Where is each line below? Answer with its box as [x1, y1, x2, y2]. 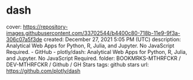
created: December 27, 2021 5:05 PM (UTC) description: [43, 36, 181, 43]
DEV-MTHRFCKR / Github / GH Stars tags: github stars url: [6, 60, 149, 68]
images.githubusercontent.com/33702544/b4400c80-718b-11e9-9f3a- [6, 29, 181, 36]
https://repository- [23, 23, 68, 30]
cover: [6, 23, 22, 30]
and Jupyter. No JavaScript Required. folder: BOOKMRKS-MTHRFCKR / [6, 55, 181, 62]
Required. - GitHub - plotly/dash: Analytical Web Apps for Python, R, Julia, [6, 48, 188, 55]
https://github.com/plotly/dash [6, 67, 81, 74]
